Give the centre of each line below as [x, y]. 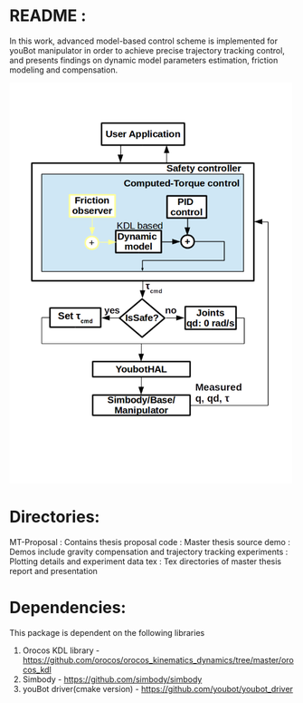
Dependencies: [68, 608]
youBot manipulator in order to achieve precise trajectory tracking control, [147, 50]
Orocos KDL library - [61, 650]
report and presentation [53, 571]
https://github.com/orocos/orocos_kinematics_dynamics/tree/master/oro [158, 659]
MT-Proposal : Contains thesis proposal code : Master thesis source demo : [150, 542]
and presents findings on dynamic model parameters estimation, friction [144, 60]
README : [48, 16]
